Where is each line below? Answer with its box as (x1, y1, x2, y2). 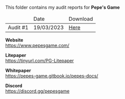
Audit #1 (8, 24, 29, 31)
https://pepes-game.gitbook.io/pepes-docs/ (5, 73, 98, 79)
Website (5, 37, 23, 43)
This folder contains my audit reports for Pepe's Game (5, 5, 120, 10)
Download (68, 15, 93, 22)
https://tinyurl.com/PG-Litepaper (5, 58, 74, 63)
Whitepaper (5, 68, 32, 73)
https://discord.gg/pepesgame (5, 88, 70, 94)
